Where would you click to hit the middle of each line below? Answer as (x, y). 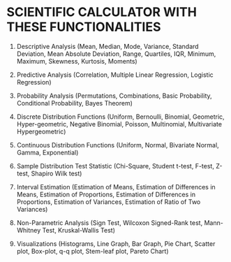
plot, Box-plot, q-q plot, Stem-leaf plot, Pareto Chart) (92, 251)
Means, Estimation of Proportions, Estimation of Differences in (106, 194)
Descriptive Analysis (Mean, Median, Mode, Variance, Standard (108, 46)
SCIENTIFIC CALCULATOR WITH (102, 12)
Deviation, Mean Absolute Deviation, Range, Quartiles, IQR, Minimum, (116, 54)
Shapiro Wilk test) (57, 173)
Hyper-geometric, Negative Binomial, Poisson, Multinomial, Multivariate (119, 124)
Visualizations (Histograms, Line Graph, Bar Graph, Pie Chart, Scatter (116, 243)
